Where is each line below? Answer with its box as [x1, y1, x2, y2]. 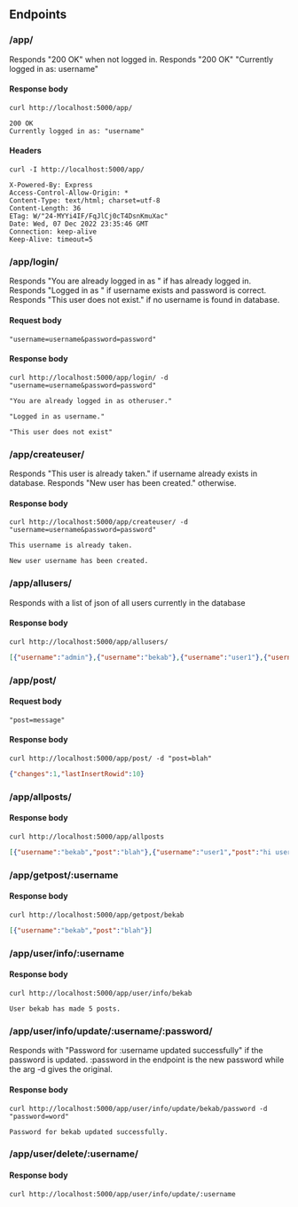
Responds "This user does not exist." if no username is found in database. [9, 295, 280, 306]
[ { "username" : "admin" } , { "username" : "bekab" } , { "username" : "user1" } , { [9, 653, 268, 662]
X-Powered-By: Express [9, 181, 93, 190]
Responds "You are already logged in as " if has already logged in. [9, 275, 252, 287]
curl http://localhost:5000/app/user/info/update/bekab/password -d [9, 1104, 268, 1113]
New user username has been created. [9, 557, 149, 566]
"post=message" [9, 715, 66, 725]
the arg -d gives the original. [9, 1064, 114, 1075]
